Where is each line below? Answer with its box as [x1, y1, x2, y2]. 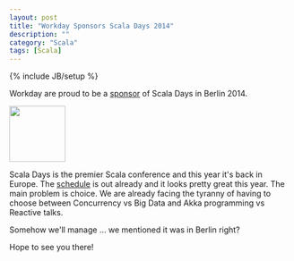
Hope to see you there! [9, 242, 94, 253]
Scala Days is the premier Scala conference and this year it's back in [9, 169, 263, 180]
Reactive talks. [9, 207, 64, 218]
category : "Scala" [9, 38, 78, 47]
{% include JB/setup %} [9, 71, 99, 81]
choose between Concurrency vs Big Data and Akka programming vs [9, 198, 265, 208]
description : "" [9, 29, 70, 38]
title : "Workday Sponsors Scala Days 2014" [9, 21, 175, 30]
